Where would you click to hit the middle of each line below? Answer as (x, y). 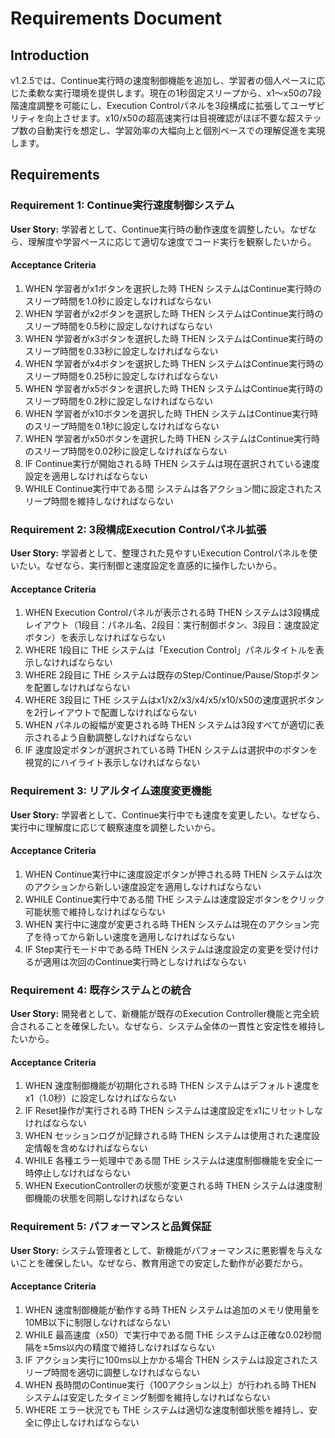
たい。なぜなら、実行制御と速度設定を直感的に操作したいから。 (150, 566)
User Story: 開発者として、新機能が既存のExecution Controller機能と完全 (160, 1014)
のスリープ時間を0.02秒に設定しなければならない (126, 451)
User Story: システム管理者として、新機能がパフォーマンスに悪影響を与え (162, 1250)
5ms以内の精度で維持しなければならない (132, 1347)
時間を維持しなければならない (112, 501)
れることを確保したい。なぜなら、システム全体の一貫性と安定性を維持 (172, 1026)
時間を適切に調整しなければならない (125, 1372)
